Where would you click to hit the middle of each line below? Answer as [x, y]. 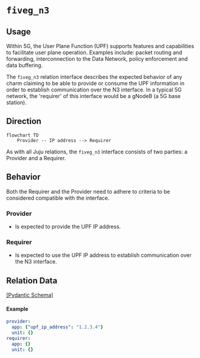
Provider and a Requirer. [36, 158]
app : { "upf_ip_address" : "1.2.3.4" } [57, 327]
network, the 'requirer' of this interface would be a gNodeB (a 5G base [94, 96]
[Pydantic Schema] [30, 295]
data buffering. [25, 65]
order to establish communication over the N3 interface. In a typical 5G [94, 90]
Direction [24, 121]
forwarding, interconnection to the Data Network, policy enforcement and [97, 59]
